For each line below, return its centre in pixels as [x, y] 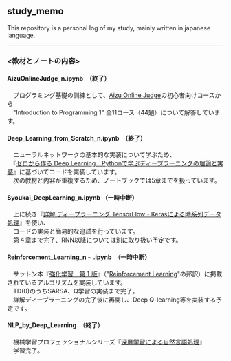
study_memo [35, 11]
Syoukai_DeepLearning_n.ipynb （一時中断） [73, 197]
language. [21, 35]
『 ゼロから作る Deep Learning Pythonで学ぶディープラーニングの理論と [115, 163]
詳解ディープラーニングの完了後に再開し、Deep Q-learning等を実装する [114, 300]
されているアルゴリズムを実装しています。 [67, 282]
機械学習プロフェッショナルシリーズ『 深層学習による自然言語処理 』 [109, 342]
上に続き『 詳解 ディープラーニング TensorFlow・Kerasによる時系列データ [117, 214]
